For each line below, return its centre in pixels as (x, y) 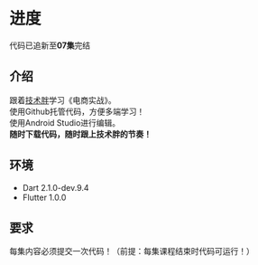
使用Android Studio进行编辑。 (65, 122)
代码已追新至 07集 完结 (50, 45)
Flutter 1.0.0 (44, 197)
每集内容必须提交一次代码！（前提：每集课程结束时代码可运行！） (132, 251)
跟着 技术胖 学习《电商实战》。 (63, 99)
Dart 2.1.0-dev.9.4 (55, 187)
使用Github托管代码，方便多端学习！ (77, 111)
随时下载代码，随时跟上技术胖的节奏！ (80, 134)
